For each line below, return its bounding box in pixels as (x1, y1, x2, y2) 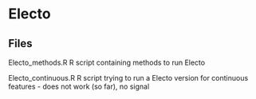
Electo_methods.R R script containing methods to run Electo (8, 57, 206, 67)
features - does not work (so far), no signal (8, 81, 150, 91)
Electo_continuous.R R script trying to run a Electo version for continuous (8, 73, 249, 82)
